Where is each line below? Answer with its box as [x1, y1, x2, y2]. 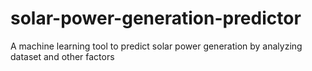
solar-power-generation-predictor [10, 7, 302, 30]
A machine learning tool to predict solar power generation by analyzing [10, 40, 303, 52]
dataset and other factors [10, 50, 115, 62]
